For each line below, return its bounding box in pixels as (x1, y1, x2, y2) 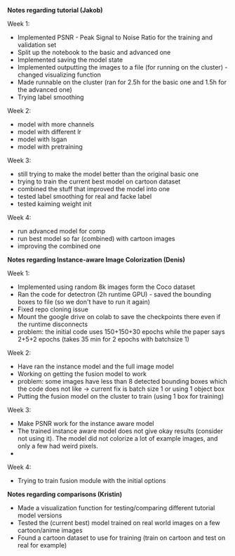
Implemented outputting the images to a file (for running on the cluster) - (17, 63, 228, 71)
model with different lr (17, 128, 82, 136)
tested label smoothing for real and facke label (17, 193, 152, 200)
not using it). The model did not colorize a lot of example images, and (17, 434, 218, 442)
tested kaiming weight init (17, 200, 93, 208)
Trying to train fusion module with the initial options (17, 477, 166, 484)
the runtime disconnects (17, 320, 88, 328)
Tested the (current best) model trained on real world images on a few (17, 519, 220, 526)
